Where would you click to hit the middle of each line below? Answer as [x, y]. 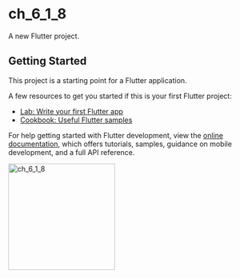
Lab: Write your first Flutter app [72, 111]
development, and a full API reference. [72, 152]
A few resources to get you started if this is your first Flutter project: [120, 96]
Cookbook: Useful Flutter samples [76, 120]
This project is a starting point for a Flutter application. [98, 80]
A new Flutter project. [44, 36]
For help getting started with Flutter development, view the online [116, 135]
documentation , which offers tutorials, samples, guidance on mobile [120, 144]
